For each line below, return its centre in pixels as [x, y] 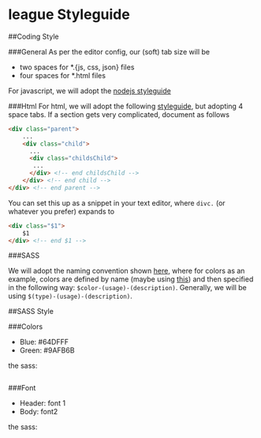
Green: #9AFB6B [47, 350]
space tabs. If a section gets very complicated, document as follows [119, 114]
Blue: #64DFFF [44, 342]
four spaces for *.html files [63, 75]
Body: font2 [39, 412]
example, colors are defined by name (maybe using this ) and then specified [131, 279]
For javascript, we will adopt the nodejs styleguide [89, 91]
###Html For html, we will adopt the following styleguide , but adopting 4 [125, 106]
